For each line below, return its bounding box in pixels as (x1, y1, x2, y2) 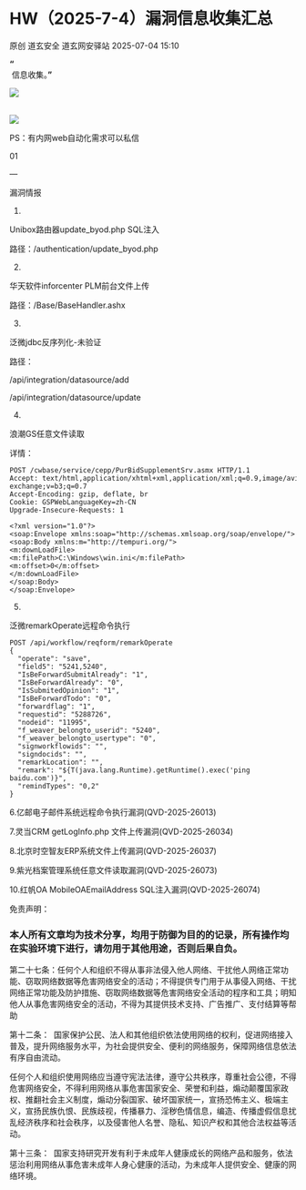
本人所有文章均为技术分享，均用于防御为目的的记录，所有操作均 (9, 928, 290, 941)
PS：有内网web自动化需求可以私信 (9, 132, 139, 143)
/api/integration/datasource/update (9, 392, 141, 402)
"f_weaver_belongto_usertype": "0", (17, 734, 157, 743)
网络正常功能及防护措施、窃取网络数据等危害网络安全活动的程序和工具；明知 (9, 987, 297, 998)
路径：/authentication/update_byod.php (9, 243, 159, 254)
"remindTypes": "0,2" (17, 781, 100, 790)
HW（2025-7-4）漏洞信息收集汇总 (9, 8, 273, 29)
